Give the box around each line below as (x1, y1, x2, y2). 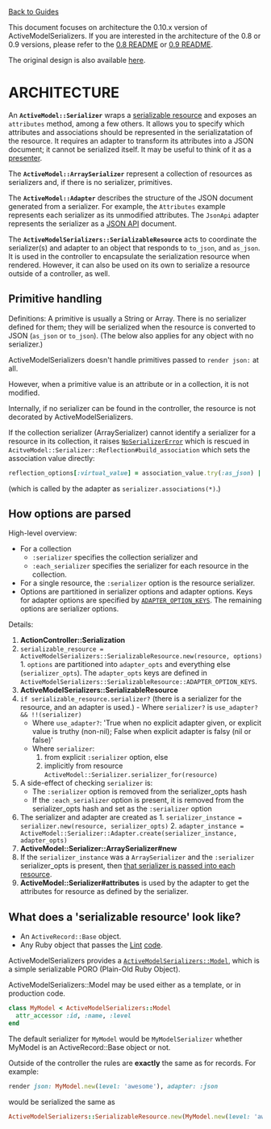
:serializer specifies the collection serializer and (31, 552, 198, 562)
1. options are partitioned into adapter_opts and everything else (19, 660, 231, 669)
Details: (8, 619, 34, 629)
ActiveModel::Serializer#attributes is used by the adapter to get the (19, 878, 250, 888)
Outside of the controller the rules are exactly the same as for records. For (8, 1058, 256, 1068)
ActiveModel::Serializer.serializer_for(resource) (44, 771, 219, 779)
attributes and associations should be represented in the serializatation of (8, 127, 253, 136)
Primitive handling (8, 292, 102, 306)
